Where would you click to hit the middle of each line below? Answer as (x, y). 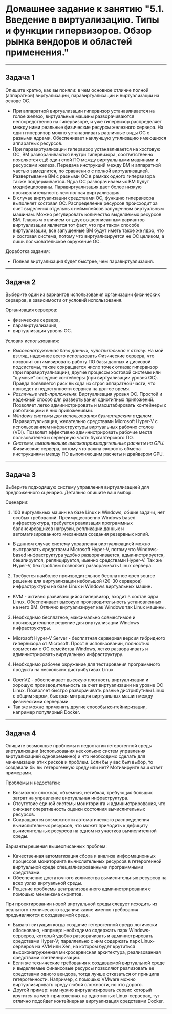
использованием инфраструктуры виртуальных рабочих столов (83, 427)
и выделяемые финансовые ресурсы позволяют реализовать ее (83, 968)
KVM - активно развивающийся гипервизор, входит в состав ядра (85, 597)
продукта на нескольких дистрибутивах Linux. (64, 670)
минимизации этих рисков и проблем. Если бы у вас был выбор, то (79, 762)
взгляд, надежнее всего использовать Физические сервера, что (83, 356)
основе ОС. (18, 101)
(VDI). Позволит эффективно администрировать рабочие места (82, 432)
